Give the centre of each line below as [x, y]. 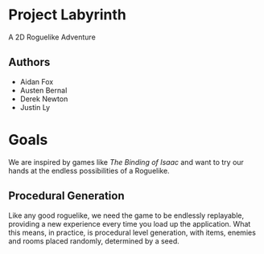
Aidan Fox [37, 81]
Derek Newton [44, 99]
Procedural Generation [66, 196]
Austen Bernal [43, 90]
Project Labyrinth [68, 15]
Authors [29, 62]
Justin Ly [35, 107]
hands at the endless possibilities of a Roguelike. [89, 170]
